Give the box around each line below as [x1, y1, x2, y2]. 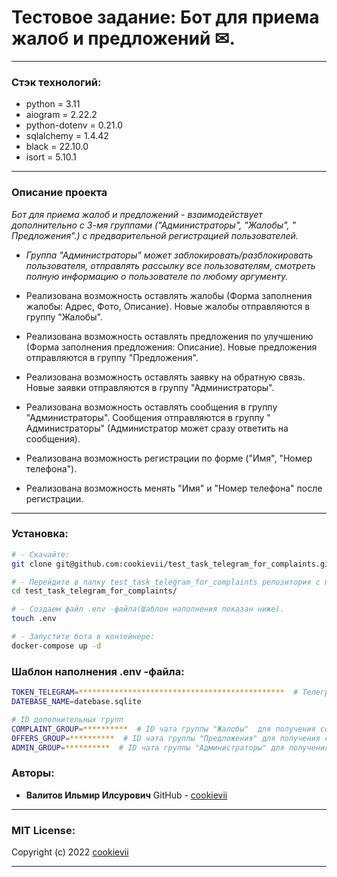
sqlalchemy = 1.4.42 [25, 130, 109, 142]
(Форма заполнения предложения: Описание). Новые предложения [25, 341, 318, 353]
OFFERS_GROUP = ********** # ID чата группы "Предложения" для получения [11, 733, 321, 743]
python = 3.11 [25, 98, 81, 110]
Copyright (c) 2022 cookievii [11, 846, 129, 858]
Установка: [11, 527, 69, 541]
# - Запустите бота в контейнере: [11, 632, 156, 642]
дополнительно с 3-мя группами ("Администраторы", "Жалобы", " [11, 219, 296, 231]
